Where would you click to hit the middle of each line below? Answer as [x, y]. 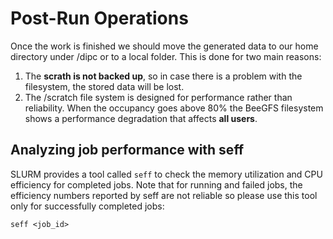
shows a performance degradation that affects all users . [141, 118]
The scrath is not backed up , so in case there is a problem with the [163, 76]
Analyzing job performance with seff [127, 150]
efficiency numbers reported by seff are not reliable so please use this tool [164, 195]
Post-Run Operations [99, 18]
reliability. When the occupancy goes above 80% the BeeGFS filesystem [174, 108]
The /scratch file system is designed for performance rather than [158, 97]
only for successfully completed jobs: [87, 206]
